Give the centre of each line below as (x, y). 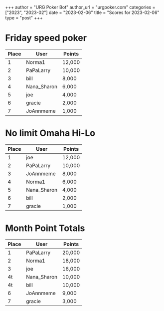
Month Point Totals (45, 228)
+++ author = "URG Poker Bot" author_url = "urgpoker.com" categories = (80, 7)
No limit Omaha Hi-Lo (50, 133)
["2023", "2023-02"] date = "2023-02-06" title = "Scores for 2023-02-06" (82, 12)
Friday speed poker (46, 38)
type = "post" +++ (24, 18)
